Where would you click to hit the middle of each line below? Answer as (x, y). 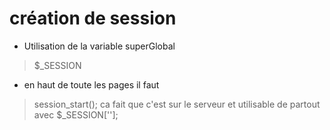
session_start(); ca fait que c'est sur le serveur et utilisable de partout (177, 104)
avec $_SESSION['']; (76, 114)
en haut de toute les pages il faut (91, 84)
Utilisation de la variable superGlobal (99, 46)
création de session (93, 18)
